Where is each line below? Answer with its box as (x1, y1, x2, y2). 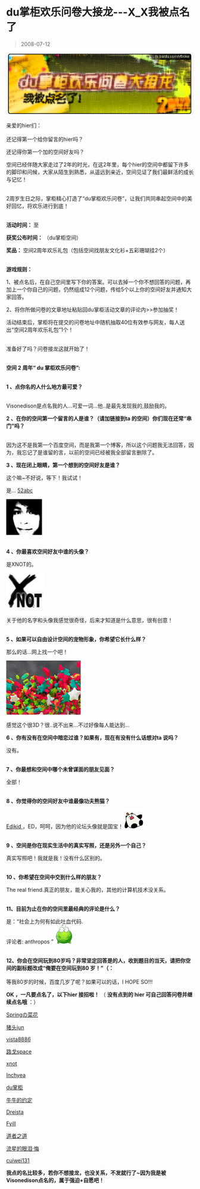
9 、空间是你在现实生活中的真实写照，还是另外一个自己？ (6, 842, 147, 849)
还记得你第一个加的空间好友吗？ (6, 148, 85, 155)
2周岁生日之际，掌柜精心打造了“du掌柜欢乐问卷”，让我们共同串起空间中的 (6, 194, 187, 202)
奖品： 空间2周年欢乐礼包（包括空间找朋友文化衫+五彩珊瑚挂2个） (6, 246, 168, 254)
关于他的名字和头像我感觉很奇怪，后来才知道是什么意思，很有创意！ (6, 616, 173, 623)
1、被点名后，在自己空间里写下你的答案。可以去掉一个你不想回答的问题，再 (6, 278, 191, 285)
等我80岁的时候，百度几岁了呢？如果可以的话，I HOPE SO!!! (6, 978, 153, 985)
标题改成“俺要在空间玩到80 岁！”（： (21, 964, 114, 971)
